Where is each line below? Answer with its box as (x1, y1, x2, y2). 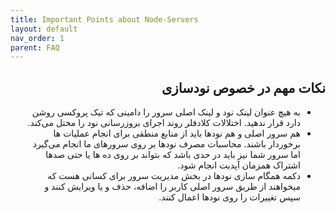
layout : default (10, 24, 78, 34)
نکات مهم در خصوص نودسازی (161, 79, 326, 96)
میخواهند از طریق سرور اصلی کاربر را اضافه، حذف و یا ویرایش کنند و (44, 181, 301, 193)
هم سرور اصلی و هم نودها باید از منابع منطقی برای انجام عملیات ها (53, 127, 301, 140)
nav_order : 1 (10, 33, 65, 43)
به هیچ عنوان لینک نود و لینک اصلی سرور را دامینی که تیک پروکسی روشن (31, 106, 301, 118)
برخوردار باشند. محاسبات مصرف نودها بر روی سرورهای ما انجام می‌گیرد (32, 138, 301, 150)
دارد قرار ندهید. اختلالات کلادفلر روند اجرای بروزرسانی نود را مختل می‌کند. (27, 117, 301, 129)
